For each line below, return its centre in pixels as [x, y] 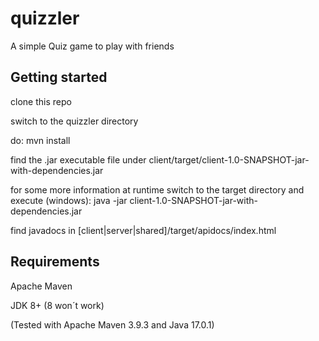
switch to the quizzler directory [74, 121]
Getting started [59, 77]
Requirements [55, 262]
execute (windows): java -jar [69, 200]
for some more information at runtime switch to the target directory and [157, 189]
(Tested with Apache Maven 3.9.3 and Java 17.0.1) [112, 324]
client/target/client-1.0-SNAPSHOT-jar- [229, 159]
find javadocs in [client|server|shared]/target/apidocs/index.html [143, 230]
